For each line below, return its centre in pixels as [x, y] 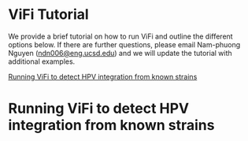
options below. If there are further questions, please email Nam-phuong [124, 44]
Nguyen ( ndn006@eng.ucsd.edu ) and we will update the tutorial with [120, 53]
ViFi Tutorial [48, 15]
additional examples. [42, 61]
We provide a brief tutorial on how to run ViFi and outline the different [121, 36]
